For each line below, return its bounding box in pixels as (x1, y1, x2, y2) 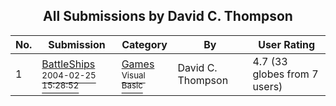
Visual (121, 69, 146, 81)
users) (252, 79, 283, 93)
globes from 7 (252, 67, 319, 81)
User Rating (258, 37, 316, 51)
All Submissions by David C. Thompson (43, 8, 293, 25)
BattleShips (41, 57, 96, 71)
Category (121, 37, 168, 51)
